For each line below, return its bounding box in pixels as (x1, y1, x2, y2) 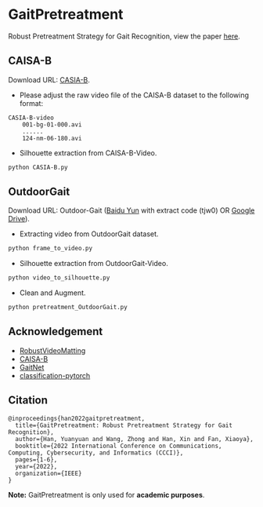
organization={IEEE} (15, 469, 82, 477)
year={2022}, (15, 462, 58, 470)
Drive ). (8, 214, 30, 224)
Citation (8, 394, 49, 407)
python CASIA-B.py (8, 163, 68, 171)
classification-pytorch (19, 370, 91, 380)
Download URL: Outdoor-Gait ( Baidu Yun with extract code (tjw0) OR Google (8, 206, 255, 215)
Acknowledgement (8, 325, 103, 338)
